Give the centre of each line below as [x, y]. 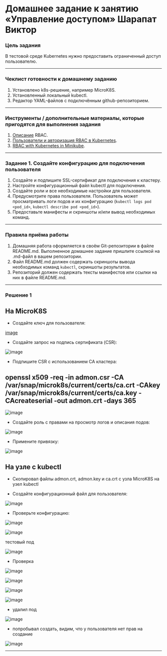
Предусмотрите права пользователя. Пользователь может [75, 196]
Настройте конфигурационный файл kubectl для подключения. [79, 186]
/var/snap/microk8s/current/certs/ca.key [71, 393]
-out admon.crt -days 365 [95, 400]
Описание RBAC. [30, 135]
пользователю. [21, 61]
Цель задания [23, 45]
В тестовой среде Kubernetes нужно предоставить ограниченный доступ [83, 56]
